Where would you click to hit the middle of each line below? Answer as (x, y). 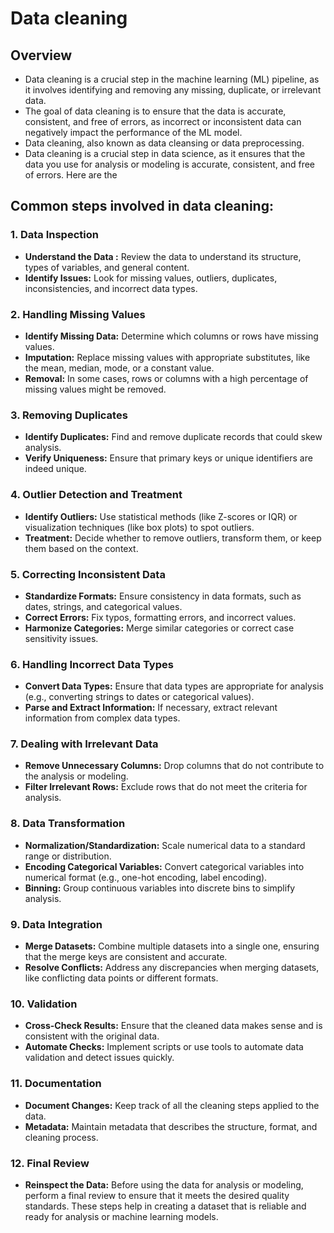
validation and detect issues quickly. (99, 1058)
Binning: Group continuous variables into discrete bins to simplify (160, 888)
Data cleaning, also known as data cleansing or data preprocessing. (164, 143)
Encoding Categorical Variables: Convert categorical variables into (164, 866)
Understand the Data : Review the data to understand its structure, (163, 256)
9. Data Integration (56, 924)
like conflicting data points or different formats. (121, 978)
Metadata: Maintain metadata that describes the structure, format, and (171, 1126)
